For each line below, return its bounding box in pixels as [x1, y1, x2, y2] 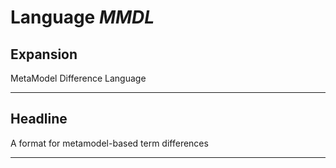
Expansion [10, 46, 78, 63]
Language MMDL [10, 6, 155, 29]
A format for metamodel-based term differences [10, 137, 209, 149]
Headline [10, 111, 68, 128]
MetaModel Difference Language [10, 72, 147, 84]
